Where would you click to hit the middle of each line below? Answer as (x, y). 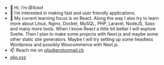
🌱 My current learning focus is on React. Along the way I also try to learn (84, 18)
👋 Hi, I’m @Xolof (27, 8)
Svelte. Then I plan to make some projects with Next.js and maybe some (84, 34)
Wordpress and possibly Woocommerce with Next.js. (64, 44)
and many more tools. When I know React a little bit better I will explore (83, 29)
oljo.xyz (18, 57)
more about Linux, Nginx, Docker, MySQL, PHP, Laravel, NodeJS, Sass (82, 23)
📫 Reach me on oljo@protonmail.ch (47, 50)
